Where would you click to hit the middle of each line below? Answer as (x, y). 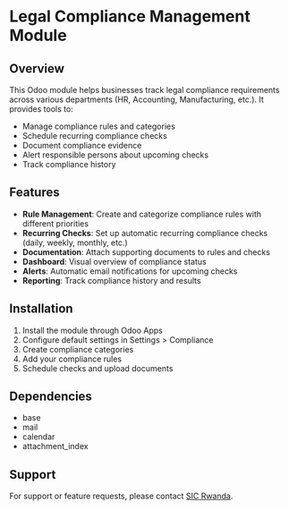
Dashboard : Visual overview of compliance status (115, 261)
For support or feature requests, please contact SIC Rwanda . (121, 496)
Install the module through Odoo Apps (92, 330)
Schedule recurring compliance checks (94, 136)
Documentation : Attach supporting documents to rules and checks (146, 251)
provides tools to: (41, 109)
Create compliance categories (78, 349)
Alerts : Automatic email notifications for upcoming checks (130, 271)
